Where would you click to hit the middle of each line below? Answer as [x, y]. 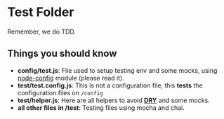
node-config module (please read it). [71, 78]
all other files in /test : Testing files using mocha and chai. [101, 107]
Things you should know [62, 54]
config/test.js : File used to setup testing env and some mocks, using [117, 70]
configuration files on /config [60, 92]
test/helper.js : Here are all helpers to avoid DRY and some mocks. [114, 100]
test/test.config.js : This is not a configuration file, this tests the [110, 85]
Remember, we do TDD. [41, 31]
